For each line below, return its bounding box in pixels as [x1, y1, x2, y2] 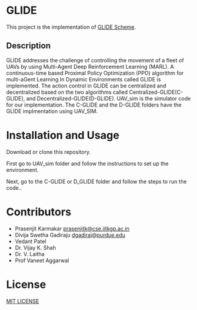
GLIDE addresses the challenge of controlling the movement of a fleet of [6, 56, 184, 63]
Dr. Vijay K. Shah [14, 244, 56, 251]
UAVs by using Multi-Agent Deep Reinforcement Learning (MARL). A [6, 63, 174, 70]
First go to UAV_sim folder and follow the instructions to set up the [6, 160, 169, 167]
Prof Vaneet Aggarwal [14, 257, 70, 264]
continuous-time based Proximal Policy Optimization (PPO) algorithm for [6, 69, 184, 77]
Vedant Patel [14, 238, 47, 245]
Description [6, 41, 51, 51]
